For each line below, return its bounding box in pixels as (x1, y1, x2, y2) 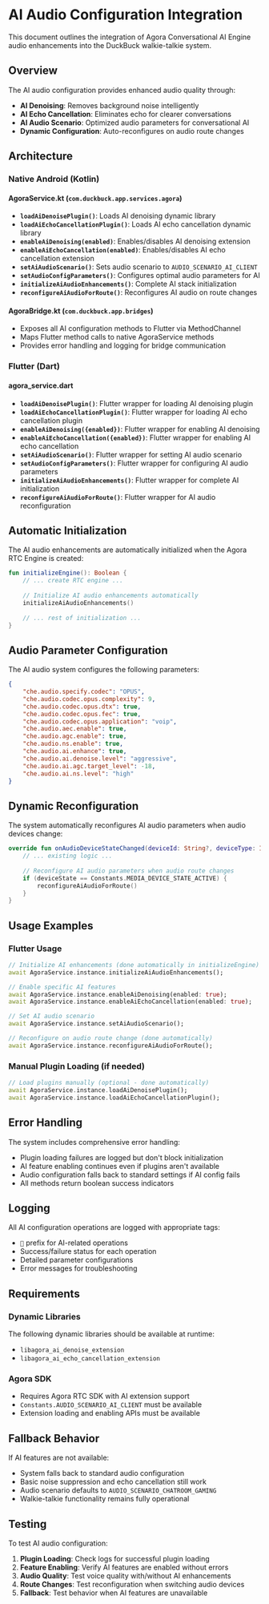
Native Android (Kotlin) (8, 174, 100, 185)
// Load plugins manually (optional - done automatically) (8, 1079, 210, 1087)
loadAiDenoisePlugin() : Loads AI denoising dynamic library (19, 211, 216, 221)
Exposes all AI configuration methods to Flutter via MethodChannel (19, 324, 242, 333)
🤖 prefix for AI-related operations (19, 1238, 128, 1247)
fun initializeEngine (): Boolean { (8, 569, 127, 578)
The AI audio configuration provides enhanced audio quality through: (8, 85, 236, 95)
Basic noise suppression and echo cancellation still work (19, 1477, 207, 1487)
